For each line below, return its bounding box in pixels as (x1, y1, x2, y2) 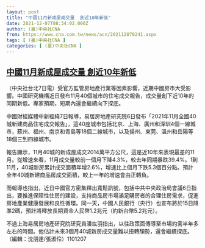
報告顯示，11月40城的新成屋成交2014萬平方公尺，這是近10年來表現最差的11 (6, 148, 195, 155)
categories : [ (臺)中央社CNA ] (6, 43, 82, 49)
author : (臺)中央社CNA (6, 26, 60, 32)
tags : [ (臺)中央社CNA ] (6, 37, 66, 43)
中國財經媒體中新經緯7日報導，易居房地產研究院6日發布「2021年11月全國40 (6, 112, 196, 119)
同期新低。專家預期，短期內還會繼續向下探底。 (6, 99, 124, 107)
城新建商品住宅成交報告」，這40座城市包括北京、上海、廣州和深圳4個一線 (6, 120, 190, 127)
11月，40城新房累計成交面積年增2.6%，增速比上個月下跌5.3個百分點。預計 (6, 163, 194, 171)
